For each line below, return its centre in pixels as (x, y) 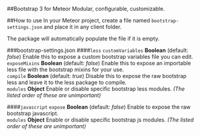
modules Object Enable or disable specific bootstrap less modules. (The (96, 89)
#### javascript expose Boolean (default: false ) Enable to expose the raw (99, 107)
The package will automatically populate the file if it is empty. (83, 38)
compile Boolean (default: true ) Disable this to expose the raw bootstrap (97, 76)
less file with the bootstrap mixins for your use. (65, 70)
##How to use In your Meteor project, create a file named (78, 20)
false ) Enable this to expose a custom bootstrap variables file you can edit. (100, 57)
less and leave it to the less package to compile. (67, 82)
